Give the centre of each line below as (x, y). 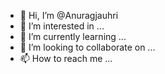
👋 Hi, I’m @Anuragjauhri (69, 15)
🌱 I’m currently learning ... (73, 36)
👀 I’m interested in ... (62, 26)
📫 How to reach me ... (66, 58)
